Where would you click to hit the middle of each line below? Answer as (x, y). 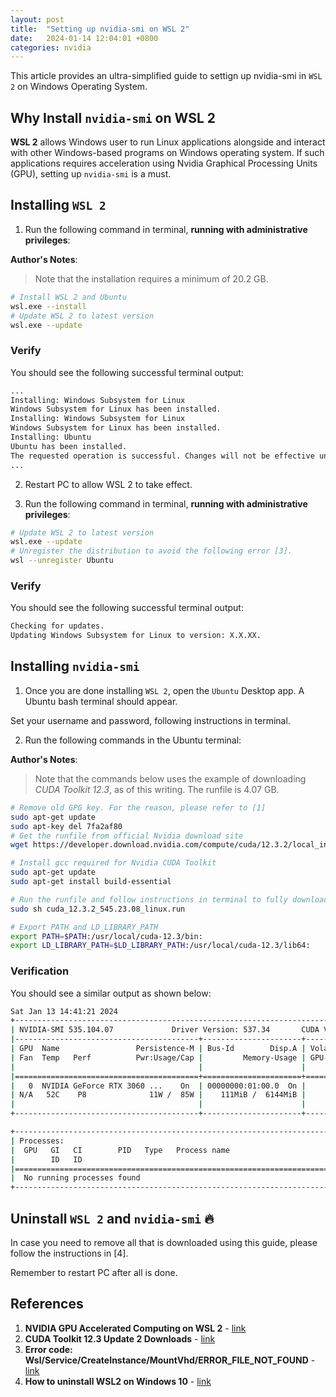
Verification (40, 971)
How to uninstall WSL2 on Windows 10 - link (118, 1381)
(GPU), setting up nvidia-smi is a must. (91, 174)
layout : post (37, 19)
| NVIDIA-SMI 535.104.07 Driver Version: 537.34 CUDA (165, 1030)
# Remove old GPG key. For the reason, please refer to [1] (138, 807)
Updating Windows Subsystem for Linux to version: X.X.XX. (136, 636)
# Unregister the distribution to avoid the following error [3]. (151, 551)
